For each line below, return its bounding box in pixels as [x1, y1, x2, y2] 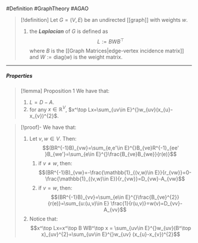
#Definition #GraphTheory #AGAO [6, 5, 89, 12]
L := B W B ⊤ [97, 37, 125, 45]
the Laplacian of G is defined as [29, 28, 108, 35]
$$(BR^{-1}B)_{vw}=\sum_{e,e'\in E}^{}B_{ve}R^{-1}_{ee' [42, 144, 180, 152]
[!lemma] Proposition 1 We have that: [20, 87, 110, 94]
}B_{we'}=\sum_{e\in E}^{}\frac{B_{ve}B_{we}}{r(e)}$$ [44, 151, 177, 158]
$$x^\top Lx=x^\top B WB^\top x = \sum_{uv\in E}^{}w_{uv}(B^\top [30, 225, 192, 232]
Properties [6, 72, 33, 79]
